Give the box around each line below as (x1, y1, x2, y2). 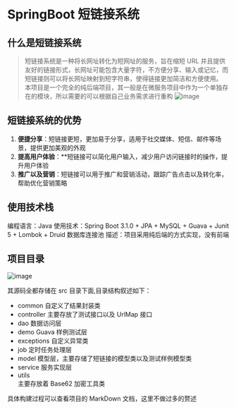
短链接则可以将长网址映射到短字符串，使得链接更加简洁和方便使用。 (24, 75, 223, 83)
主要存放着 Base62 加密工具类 (17, 379, 106, 388)
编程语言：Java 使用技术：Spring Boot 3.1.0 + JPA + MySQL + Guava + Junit (7, 221, 230, 230)
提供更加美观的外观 (30, 143, 86, 152)
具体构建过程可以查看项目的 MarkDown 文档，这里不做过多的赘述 (7, 394, 197, 403)
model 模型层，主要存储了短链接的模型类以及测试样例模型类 (17, 354, 192, 363)
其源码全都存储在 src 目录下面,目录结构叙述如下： (7, 286, 151, 295)
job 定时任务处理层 (17, 346, 73, 354)
